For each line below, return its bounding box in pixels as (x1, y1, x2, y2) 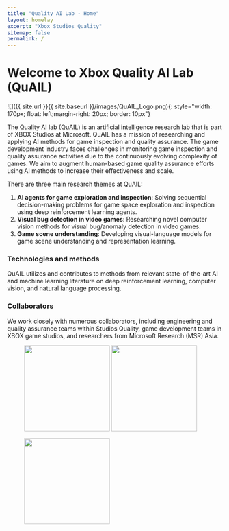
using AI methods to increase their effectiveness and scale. (7, 167, 174, 175)
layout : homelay (7, 16, 53, 23)
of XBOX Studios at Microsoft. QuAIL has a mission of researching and (7, 130, 205, 139)
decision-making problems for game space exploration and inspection (16, 200, 215, 209)
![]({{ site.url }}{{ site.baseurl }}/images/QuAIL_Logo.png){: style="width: (7, 102, 212, 110)
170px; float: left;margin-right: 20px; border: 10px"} (7, 110, 151, 118)
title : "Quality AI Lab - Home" (7, 10, 99, 17)
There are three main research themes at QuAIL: (7, 180, 144, 189)
